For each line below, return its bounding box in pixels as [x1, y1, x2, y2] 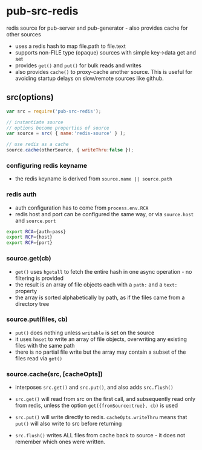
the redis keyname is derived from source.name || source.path [15, 175, 172, 182]
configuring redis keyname [6, 161, 88, 170]
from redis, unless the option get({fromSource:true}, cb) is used [15, 402, 178, 409]
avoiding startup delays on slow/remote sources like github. [15, 74, 165, 82]
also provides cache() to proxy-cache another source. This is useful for [15, 68, 192, 75]
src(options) [6, 92, 54, 102]
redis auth [6, 190, 37, 199]
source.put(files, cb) [6, 315, 68, 323]
